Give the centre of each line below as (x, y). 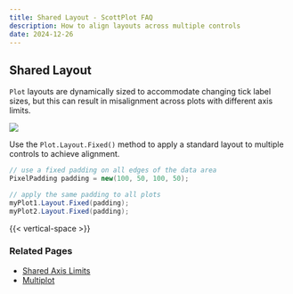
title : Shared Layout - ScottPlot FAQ (81, 17)
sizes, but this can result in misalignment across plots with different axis (141, 101)
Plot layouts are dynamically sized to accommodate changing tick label (140, 92)
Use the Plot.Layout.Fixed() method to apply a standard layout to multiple (146, 144)
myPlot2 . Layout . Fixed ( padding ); (69, 211)
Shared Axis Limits (56, 270)
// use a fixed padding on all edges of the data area (113, 170)
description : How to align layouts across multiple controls (125, 26)
